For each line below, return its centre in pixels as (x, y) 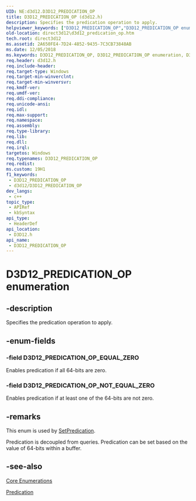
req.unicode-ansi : (28, 104)
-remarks (23, 416)
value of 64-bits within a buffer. (44, 448)
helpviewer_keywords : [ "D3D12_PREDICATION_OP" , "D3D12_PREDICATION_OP (92, 28)
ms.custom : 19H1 (26, 169)
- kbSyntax (22, 213)
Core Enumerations (29, 481)
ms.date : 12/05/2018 (31, 50)
